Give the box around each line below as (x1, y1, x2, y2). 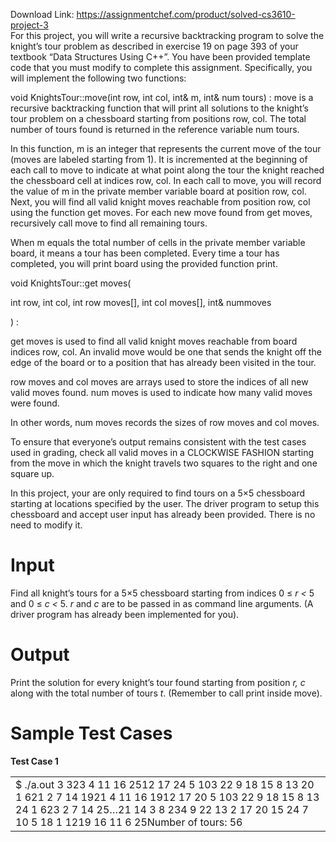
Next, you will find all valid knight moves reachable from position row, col (10, 196, 311, 208)
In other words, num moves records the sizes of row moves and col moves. (10, 417, 320, 428)
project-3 (10, 19, 49, 31)
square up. (10, 468, 55, 479)
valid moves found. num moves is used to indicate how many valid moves (10, 387, 313, 398)
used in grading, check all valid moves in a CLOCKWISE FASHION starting (10, 447, 315, 458)
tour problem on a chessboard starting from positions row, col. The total (10, 113, 307, 124)
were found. (10, 397, 60, 409)
